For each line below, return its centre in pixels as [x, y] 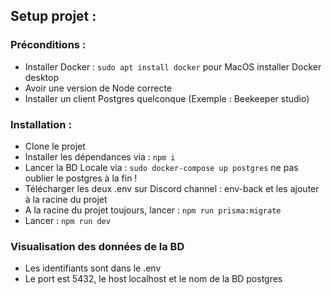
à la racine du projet [66, 199]
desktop [42, 77]
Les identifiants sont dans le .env [93, 268]
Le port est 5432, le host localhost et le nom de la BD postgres [153, 279]
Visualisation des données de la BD [97, 246]
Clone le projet [55, 146]
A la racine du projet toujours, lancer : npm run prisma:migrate [153, 210]
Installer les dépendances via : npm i [100, 156]
